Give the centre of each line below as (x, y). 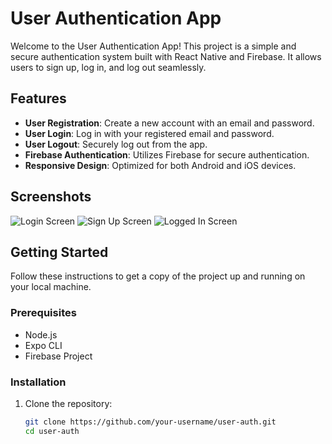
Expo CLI (43, 345)
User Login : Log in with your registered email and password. (149, 133)
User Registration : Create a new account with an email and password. (169, 123)
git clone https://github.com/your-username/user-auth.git (150, 422)
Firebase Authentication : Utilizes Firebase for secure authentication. (167, 154)
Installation (38, 382)
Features (38, 98)
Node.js (41, 334)
